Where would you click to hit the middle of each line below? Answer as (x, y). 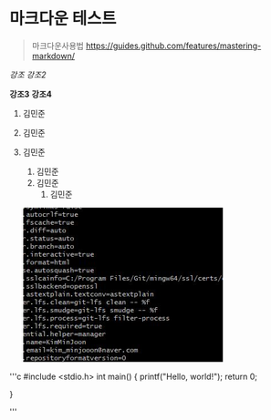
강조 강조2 (28, 75)
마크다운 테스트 (63, 19)
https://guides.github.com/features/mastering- (173, 46)
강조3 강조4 (31, 94)
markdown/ (53, 56)
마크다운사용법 (57, 46)
